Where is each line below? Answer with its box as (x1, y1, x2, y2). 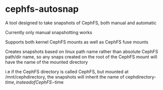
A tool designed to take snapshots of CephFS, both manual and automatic (5, 20, 157, 26)
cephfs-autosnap (5, 3, 79, 15)
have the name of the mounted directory (5, 59, 88, 65)
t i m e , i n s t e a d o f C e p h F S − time (5, 79, 64, 85)
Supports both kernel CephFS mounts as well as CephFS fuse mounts (5, 39, 149, 45)
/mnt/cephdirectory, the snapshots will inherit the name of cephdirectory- (5, 74, 157, 80)
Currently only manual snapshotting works (5, 29, 92, 35)
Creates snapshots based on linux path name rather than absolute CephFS (5, 48, 159, 54)
